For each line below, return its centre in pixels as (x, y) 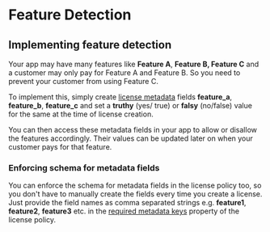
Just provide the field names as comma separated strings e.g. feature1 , (127, 203)
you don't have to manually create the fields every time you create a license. (135, 194)
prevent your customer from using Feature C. (84, 81)
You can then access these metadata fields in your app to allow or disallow (133, 130)
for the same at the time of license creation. (81, 114)
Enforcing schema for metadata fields (84, 167)
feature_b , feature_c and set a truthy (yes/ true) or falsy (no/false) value (131, 105)
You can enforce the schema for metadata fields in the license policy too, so (135, 186)
